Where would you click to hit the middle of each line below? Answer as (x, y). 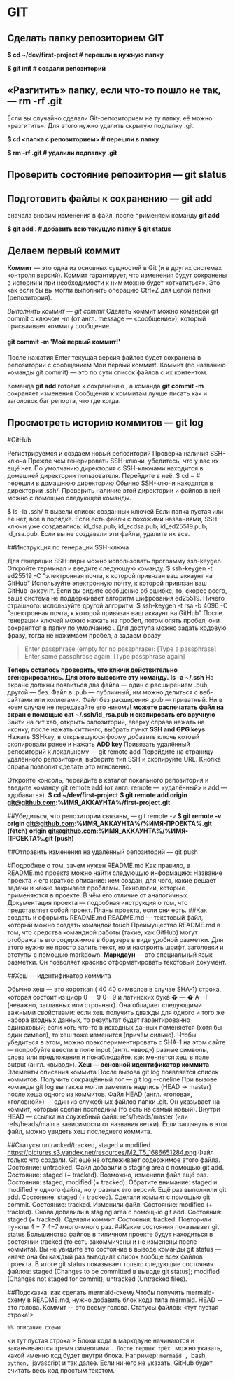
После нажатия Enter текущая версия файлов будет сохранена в (104, 358)
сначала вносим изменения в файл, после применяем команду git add (114, 216)
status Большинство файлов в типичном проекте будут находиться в (110, 1234)
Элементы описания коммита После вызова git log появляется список (113, 1072)
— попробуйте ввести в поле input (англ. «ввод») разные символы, (108, 1049)
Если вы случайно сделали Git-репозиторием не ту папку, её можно (110, 118)
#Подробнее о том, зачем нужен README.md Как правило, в (99, 865)
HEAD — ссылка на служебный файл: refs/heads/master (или (98, 1116)
